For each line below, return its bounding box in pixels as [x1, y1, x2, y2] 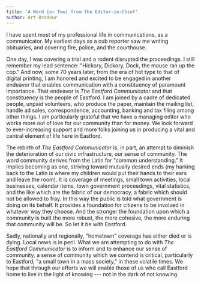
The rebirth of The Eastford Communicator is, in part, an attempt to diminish [6, 144, 194, 151]
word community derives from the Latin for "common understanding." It [6, 156, 183, 164]
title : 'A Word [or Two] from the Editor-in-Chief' [6, 8, 138, 15]
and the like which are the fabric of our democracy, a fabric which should [6, 188, 187, 196]
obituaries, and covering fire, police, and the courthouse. [6, 43, 147, 51]
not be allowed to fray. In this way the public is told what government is [6, 195, 182, 202]
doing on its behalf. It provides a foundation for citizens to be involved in [6, 201, 185, 208]
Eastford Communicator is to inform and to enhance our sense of [6, 245, 167, 252]
